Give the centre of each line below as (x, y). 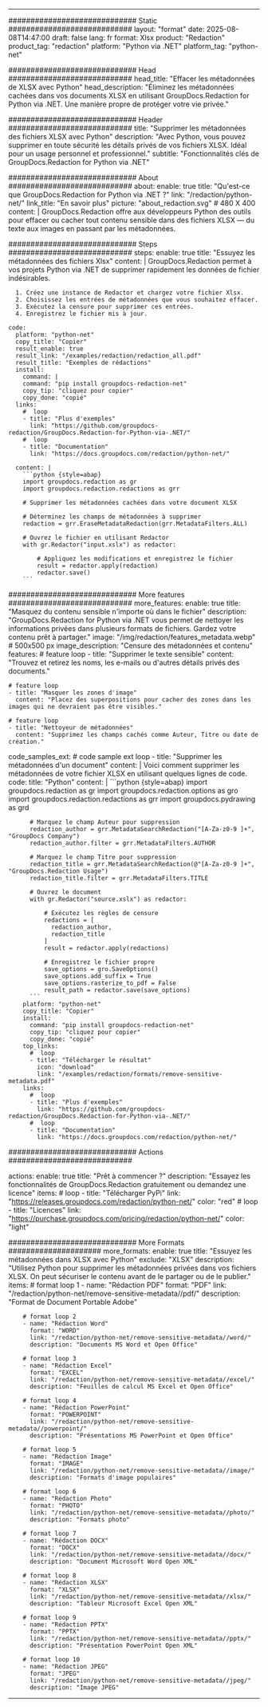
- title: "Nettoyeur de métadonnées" (71, 728)
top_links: (41, 1046)
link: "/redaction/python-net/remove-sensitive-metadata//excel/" (142, 1380)
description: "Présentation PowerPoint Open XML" (113, 1645)
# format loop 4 (50, 1401)
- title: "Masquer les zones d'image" (73, 693)
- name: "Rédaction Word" (66, 1324)
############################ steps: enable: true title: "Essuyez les (132, 252)
